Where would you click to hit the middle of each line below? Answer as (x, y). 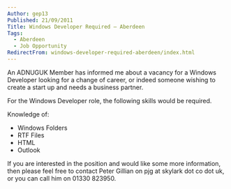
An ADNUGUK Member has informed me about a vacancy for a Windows (112, 72)
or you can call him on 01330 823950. (62, 178)
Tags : (15, 33)
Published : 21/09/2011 (40, 20)
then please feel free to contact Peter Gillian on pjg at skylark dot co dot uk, (116, 171)
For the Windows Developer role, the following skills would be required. (110, 100)
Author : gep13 (28, 14)
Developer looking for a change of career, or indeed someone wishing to (112, 80)
